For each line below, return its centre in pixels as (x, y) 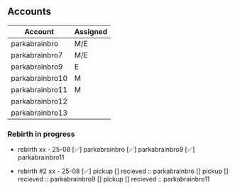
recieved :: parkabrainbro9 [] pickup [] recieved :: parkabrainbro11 (114, 179)
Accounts (29, 12)
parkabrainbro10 (39, 78)
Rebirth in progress (41, 134)
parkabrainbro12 (39, 101)
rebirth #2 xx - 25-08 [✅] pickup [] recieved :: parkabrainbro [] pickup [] (123, 171)
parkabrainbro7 (37, 55)
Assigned (91, 31)
